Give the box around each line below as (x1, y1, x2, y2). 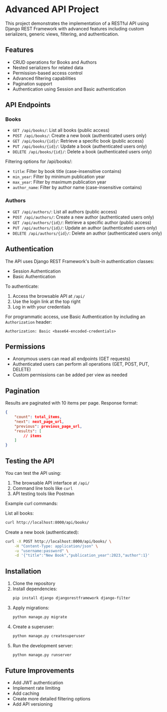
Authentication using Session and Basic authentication (12, 86, 126, 92)
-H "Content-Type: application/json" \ (14, 544, 98, 549)
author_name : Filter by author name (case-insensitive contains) (12, 185, 142, 191)
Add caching (12, 690, 39, 696)
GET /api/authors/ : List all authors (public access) (12, 208, 118, 214)
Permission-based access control (12, 70, 83, 76)
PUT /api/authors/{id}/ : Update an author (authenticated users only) (12, 225, 157, 231)
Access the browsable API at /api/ (12, 293, 85, 299)
